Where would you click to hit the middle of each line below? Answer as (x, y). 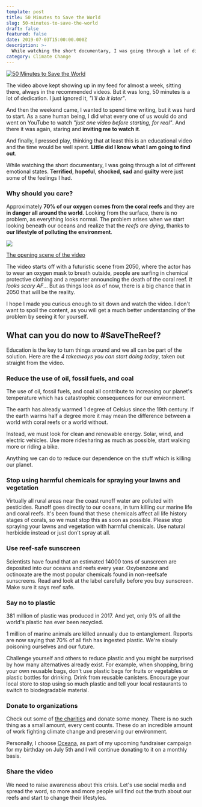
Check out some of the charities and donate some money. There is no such (99, 719)
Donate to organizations (42, 705)
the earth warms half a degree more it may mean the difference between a (99, 416)
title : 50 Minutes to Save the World (54, 17)
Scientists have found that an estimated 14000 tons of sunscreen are (91, 561)
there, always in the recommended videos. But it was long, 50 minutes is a (98, 91)
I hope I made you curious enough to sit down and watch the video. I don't (98, 304)
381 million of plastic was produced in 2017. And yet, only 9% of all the (93, 615)
